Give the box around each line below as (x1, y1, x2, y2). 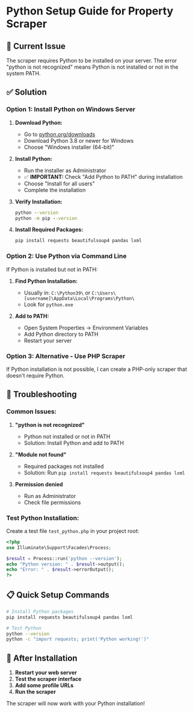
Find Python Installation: (14, 277, 78, 284)
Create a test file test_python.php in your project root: (6, 527, 139, 534)
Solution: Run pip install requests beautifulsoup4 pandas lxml (23, 469, 185, 476)
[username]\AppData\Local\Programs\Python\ (23, 295, 135, 302)
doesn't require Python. (6, 372, 65, 379)
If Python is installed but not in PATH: (6, 266, 98, 273)
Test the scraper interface (14, 676, 82, 683)
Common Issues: (6, 408, 57, 416)
